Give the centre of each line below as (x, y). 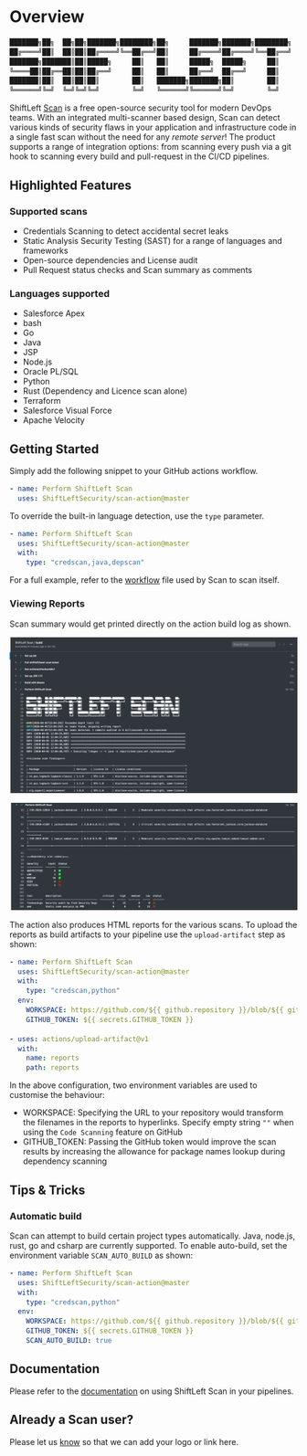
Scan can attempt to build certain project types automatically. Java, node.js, (152, 1236)
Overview (47, 17)
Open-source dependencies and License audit (110, 260)
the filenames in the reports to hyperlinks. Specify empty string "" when (158, 1123)
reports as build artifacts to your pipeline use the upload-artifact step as (148, 934)
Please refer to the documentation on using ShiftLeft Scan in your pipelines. (152, 1391)
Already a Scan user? (72, 1420)
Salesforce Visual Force (67, 411)
